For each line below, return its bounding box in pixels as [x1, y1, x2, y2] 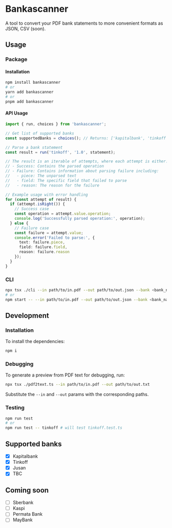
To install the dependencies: [5, 338, 65, 345]
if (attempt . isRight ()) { [10, 201, 66, 207]
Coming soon [5, 486, 49, 495]
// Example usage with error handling [5, 192, 88, 197]
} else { [10, 220, 29, 226]
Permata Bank [12, 511, 42, 517]
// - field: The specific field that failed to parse [5, 178, 127, 183]
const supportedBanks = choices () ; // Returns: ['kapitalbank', [5, 136, 145, 141]
